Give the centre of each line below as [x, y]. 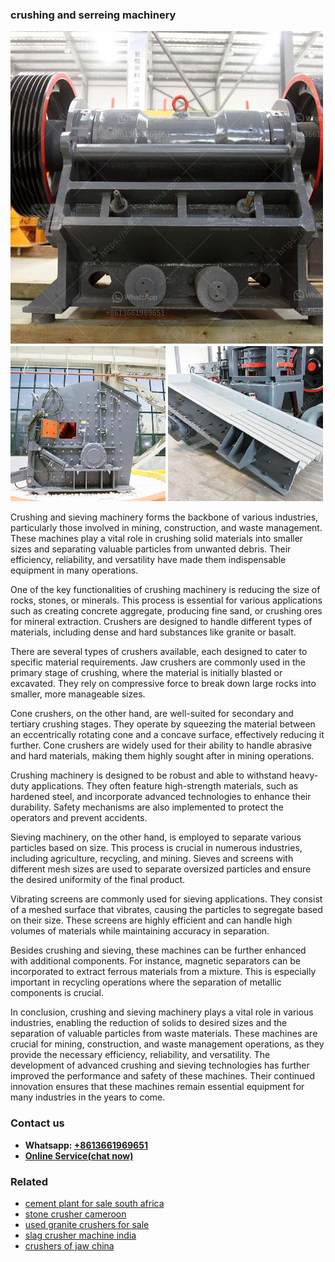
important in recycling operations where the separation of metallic [146, 982]
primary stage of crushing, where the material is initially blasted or [146, 673]
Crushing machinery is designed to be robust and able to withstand [149, 775]
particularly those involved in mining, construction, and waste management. [166, 528]
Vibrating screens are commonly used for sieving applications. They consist [166, 899]
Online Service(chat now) [79, 1155]
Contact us [37, 1123]
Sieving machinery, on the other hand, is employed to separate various [156, 837]
